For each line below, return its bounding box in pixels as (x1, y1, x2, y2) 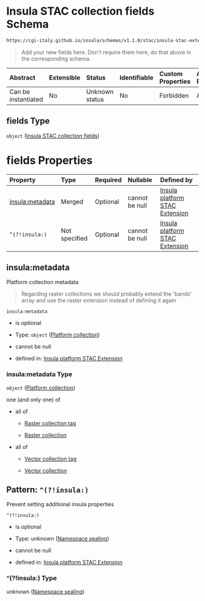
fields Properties (6, 153, 93, 167)
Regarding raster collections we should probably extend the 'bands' (21, 290, 192, 297)
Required (95, 175, 122, 184)
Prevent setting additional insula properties (6, 501, 114, 508)
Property (9, 175, 36, 184)
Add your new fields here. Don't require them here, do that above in (21, 48, 192, 56)
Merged (60, 197, 84, 206)
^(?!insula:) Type (6, 574, 57, 583)
